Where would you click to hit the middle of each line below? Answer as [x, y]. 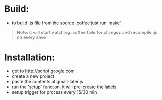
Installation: [30, 57]
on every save [31, 37]
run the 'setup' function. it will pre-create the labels [64, 87]
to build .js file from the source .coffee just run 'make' [66, 23]
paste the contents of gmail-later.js [48, 81]
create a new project [33, 76]
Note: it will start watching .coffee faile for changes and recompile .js [87, 32]
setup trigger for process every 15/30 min [54, 92]
